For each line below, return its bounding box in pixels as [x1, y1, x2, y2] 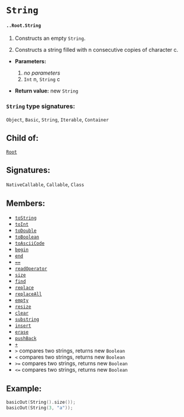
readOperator [14, 266, 48, 272]
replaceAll [14, 291, 42, 297]
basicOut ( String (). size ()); [6, 399, 76, 405]
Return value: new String [14, 87, 79, 94]
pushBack [14, 336, 37, 342]
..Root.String [6, 23, 42, 29]
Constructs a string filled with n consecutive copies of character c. [14, 47, 179, 54]
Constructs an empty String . [14, 35, 86, 42]
